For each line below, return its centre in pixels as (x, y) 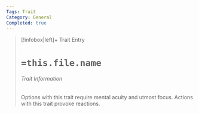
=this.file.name (61, 63)
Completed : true (26, 23)
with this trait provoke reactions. (60, 103)
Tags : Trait (21, 12)
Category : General (29, 17)
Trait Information (42, 79)
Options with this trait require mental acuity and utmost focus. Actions (107, 97)
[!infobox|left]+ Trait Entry (53, 40)
